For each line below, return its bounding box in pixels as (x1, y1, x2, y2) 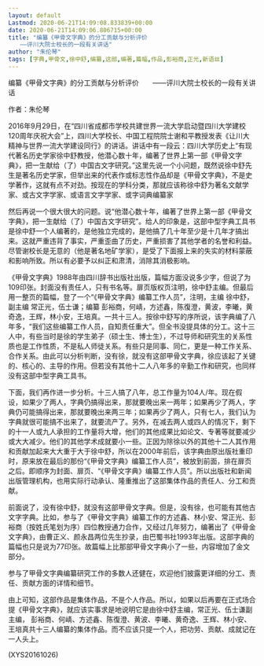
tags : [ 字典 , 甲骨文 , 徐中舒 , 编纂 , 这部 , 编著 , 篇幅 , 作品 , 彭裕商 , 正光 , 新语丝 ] (8, 56, 224, 64)
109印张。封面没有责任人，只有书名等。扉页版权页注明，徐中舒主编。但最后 (8, 282, 254, 292)
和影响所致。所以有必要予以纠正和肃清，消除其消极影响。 (8, 256, 194, 265)
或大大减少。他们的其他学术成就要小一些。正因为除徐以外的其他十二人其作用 (8, 436, 256, 446)
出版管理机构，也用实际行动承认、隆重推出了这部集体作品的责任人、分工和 (8, 476, 249, 485)
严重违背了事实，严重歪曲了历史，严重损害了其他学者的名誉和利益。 (35, 236, 256, 245)
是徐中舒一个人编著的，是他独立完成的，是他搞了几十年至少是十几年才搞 (8, 226, 242, 236)
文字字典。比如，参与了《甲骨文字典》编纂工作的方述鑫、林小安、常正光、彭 (8, 512, 256, 521)
